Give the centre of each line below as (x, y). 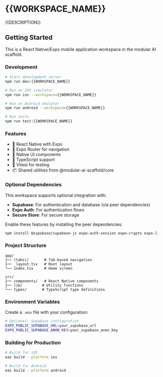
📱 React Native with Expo (37, 144)
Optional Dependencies (33, 185)
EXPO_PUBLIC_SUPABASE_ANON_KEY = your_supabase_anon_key (62, 330)
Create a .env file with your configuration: (47, 312)
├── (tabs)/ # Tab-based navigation (49, 260)
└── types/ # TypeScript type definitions (55, 289)
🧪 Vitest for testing (31, 165)
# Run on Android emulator (32, 103)
